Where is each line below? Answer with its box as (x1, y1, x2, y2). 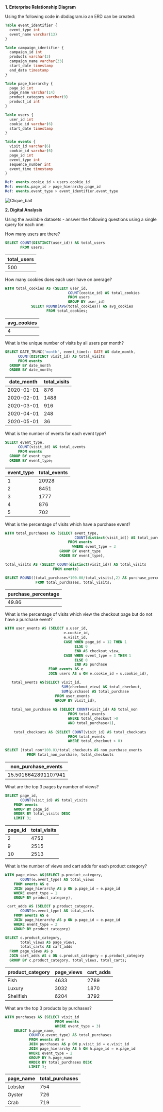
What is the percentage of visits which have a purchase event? (5, 521, 130, 527)
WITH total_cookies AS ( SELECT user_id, (5, 286, 88, 291)
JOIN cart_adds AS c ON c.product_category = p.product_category (9, 954, 145, 958)
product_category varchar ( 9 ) (9, 95, 68, 100)
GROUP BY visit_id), (55, 698, 97, 703)
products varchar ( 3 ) (9, 54, 51, 59)
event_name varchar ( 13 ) (9, 32, 57, 37)
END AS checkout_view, (74, 648, 120, 653)
